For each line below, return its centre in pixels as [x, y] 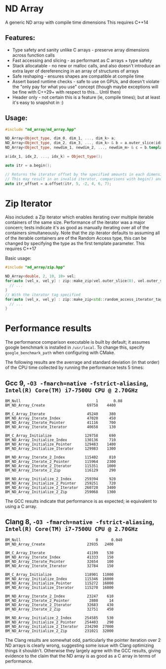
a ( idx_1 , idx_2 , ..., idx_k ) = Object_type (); [54, 156]
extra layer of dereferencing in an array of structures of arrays [76, 71]
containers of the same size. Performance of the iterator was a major [75, 222]
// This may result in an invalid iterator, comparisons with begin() [79, 179]
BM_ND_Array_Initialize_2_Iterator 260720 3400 [61, 488]
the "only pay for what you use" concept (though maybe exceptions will [85, 87]
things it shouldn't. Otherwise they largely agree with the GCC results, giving [83, 650]
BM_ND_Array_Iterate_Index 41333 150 [59, 557]
